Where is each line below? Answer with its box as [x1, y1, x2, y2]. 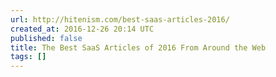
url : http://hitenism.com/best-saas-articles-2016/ [10, 14, 230, 25]
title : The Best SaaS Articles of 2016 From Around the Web [10, 42, 267, 53]
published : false [10, 33, 83, 43]
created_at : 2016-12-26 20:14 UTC [10, 24, 155, 34]
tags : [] [10, 52, 47, 62]
